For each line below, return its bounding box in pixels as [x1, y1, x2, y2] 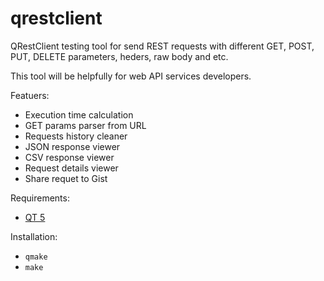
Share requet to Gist [24, 172, 108, 184]
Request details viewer [24, 162, 119, 174]
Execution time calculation [24, 108, 134, 121]
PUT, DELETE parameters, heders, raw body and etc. [10, 50, 229, 62]
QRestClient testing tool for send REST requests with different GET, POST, [10, 40, 315, 52]
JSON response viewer [24, 140, 121, 152]
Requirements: [10, 192, 70, 204]
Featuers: [10, 89, 50, 101]
